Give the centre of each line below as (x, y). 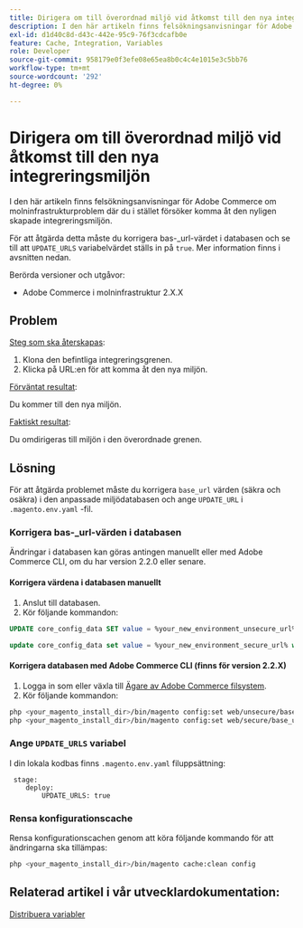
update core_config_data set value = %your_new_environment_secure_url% (149, 645)
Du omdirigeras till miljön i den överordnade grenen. (106, 440)
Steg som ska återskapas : (57, 342)
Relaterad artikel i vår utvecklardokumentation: (145, 892)
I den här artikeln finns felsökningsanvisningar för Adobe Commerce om (143, 201)
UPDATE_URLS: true (76, 795)
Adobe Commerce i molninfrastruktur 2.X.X (103, 292)
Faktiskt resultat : (40, 422)
